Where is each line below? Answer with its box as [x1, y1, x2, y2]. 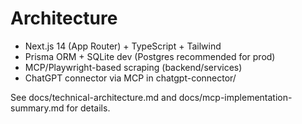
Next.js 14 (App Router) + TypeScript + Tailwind [24, 40, 222, 52]
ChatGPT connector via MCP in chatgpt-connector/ [24, 72, 237, 84]
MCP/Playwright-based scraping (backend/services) [24, 61, 243, 73]
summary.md [10, 102, 65, 114]
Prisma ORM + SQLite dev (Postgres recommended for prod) [24, 50, 276, 62]
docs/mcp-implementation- [178, 91, 293, 103]
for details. [66, 102, 111, 114]
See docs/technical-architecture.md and [10, 91, 177, 103]
